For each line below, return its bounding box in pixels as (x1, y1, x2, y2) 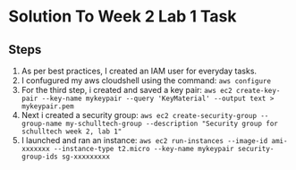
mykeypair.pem (21, 102, 74, 111)
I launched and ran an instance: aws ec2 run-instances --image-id (21, 135, 268, 145)
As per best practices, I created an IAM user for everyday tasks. (21, 65, 257, 76)
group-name (21, 119, 63, 128)
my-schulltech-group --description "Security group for (65, 119, 278, 128)
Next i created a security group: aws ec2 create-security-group (21, 110, 257, 120)
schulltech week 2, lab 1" (21, 127, 123, 136)
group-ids (21, 152, 59, 161)
